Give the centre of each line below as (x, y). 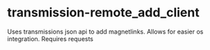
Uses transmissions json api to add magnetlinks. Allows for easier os (105, 32)
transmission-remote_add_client (103, 13)
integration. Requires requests (50, 38)
